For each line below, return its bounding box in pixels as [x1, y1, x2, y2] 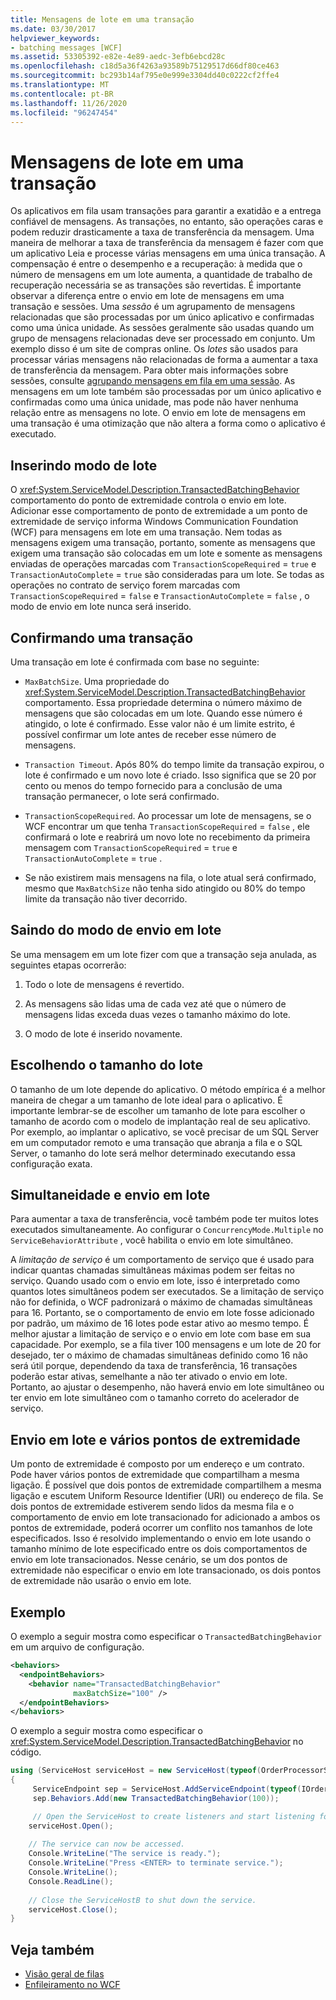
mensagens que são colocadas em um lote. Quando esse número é [24, 707, 303, 719]
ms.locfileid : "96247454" [10, 107, 118, 118]
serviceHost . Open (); [28, 1821, 114, 1831]
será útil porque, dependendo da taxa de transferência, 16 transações [10, 1360, 298, 1372]
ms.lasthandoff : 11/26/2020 [10, 98, 128, 108]
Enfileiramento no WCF [24, 1979, 121, 1991]
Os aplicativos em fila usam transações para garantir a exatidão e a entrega [10, 205, 322, 217]
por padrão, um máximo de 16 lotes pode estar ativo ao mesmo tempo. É [10, 1317, 310, 1330]
